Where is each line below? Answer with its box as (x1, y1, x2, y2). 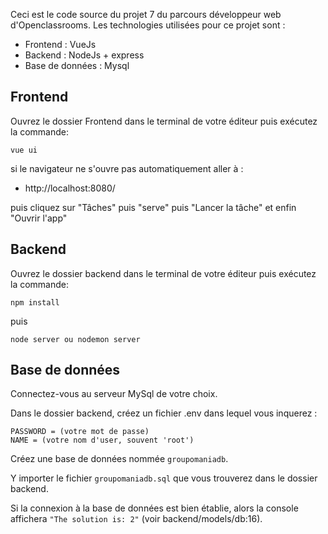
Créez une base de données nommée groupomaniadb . (10, 453, 229, 465)
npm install (10, 297, 60, 308)
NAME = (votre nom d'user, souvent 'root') (10, 435, 195, 446)
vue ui (10, 145, 38, 155)
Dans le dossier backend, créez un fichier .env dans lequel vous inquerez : (10, 407, 318, 419)
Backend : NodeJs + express (24, 49, 145, 61)
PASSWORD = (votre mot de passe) (10, 427, 150, 437)
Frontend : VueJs (24, 39, 97, 50)
